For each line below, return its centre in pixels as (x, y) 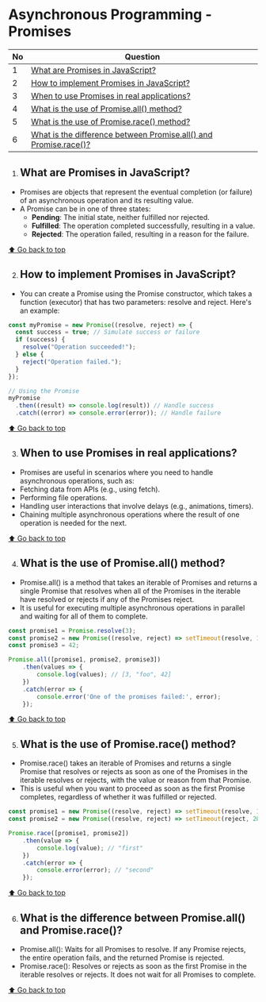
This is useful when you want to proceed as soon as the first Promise (132, 788)
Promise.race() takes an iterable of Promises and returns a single (125, 763)
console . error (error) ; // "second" (95, 870)
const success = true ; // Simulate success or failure (108, 332)
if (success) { (40, 340)
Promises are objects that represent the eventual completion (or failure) (136, 191)
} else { (30, 355)
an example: (40, 310)
